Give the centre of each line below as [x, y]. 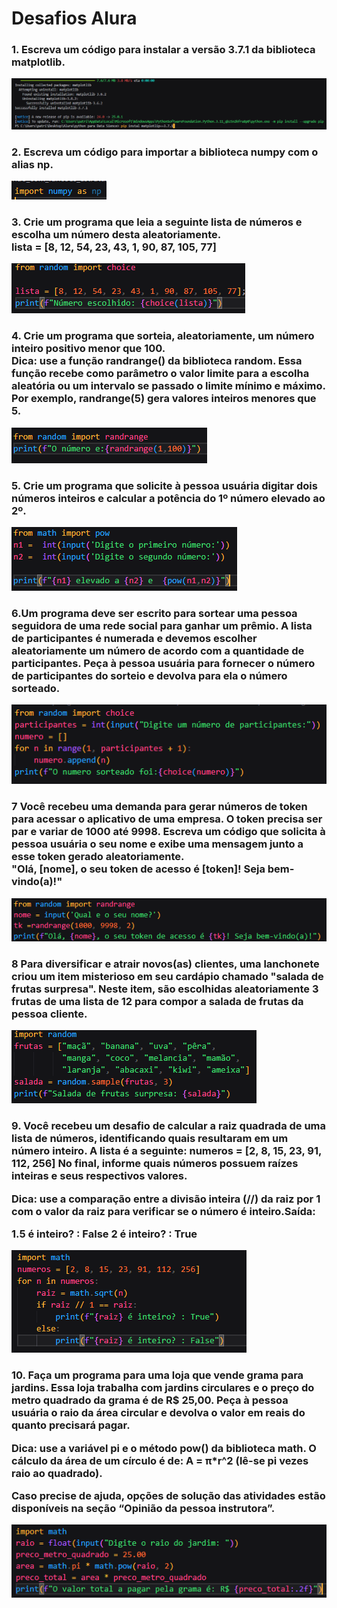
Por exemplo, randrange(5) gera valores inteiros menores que [164, 399]
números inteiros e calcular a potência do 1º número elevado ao [168, 498]
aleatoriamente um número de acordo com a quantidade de [158, 650]
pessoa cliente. [49, 1014]
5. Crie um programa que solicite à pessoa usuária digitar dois [164, 485]
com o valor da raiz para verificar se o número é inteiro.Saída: [163, 1211]
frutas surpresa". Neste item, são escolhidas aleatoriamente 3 [165, 989]
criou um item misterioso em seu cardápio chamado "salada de [167, 976]
